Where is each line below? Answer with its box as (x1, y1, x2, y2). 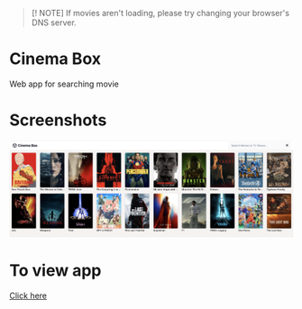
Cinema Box (9, 49, 102, 69)
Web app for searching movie (9, 78, 119, 89)
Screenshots (9, 110, 107, 131)
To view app (9, 260, 102, 280)
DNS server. (31, 17, 77, 28)
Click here (9, 290, 48, 301)
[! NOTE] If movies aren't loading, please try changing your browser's (31, 8, 290, 18)
